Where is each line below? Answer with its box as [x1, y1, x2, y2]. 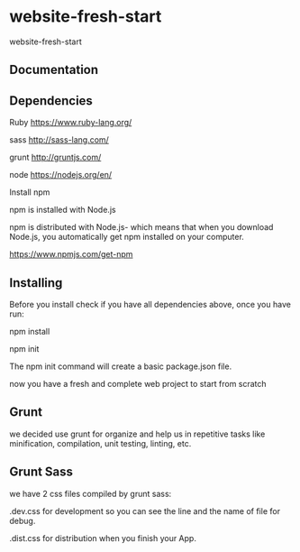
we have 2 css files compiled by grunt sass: [9, 488, 172, 499]
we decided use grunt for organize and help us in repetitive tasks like [9, 428, 266, 439]
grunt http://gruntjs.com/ [9, 152, 102, 163]
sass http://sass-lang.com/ [9, 134, 110, 145]
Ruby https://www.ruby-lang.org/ [9, 117, 132, 128]
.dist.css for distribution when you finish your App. [9, 532, 196, 543]
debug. [9, 515, 36, 526]
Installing [9, 275, 63, 290]
